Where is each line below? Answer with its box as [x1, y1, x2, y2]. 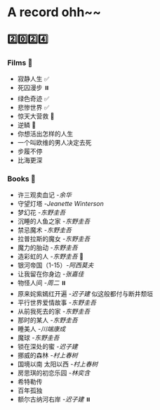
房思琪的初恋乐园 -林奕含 [17, 369, 91, 377]
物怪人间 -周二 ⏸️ [17, 278, 67, 287]
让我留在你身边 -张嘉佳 [17, 270, 84, 278]
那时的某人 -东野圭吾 [17, 316, 79, 324]
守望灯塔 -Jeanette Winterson [17, 200, 104, 208]
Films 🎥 [7, 58, 33, 68]
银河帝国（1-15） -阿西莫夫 [17, 261, 94, 269]
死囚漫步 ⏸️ [17, 83, 51, 91]
